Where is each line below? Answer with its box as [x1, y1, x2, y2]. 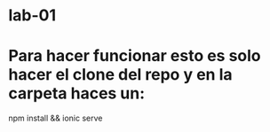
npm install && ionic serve [8, 113, 103, 124]
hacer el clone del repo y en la [8, 65, 233, 85]
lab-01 [8, 5, 57, 26]
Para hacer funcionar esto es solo [8, 46, 261, 66]
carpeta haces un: [8, 83, 146, 104]
